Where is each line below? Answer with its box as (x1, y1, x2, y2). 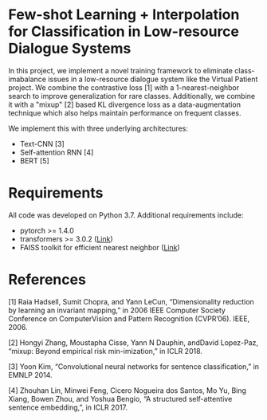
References (8, 271, 86, 289)
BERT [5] (19, 155, 49, 165)
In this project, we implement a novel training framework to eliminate (8, 65, 234, 75)
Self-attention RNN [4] (19, 147, 94, 157)
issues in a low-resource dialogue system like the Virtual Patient (47, 74, 258, 84)
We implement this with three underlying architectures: (8, 124, 189, 133)
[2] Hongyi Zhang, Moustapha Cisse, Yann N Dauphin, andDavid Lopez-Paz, (8, 337, 259, 347)
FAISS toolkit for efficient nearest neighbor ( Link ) (19, 242, 181, 252)
